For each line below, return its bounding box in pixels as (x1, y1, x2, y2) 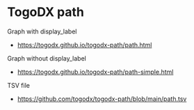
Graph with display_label (7, 27, 77, 36)
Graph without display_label (7, 54, 87, 63)
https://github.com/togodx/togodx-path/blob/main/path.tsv (17, 95, 187, 103)
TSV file (7, 81, 30, 89)
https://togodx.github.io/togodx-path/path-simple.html (17, 68, 174, 76)
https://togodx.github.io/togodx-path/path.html (17, 40, 152, 49)
